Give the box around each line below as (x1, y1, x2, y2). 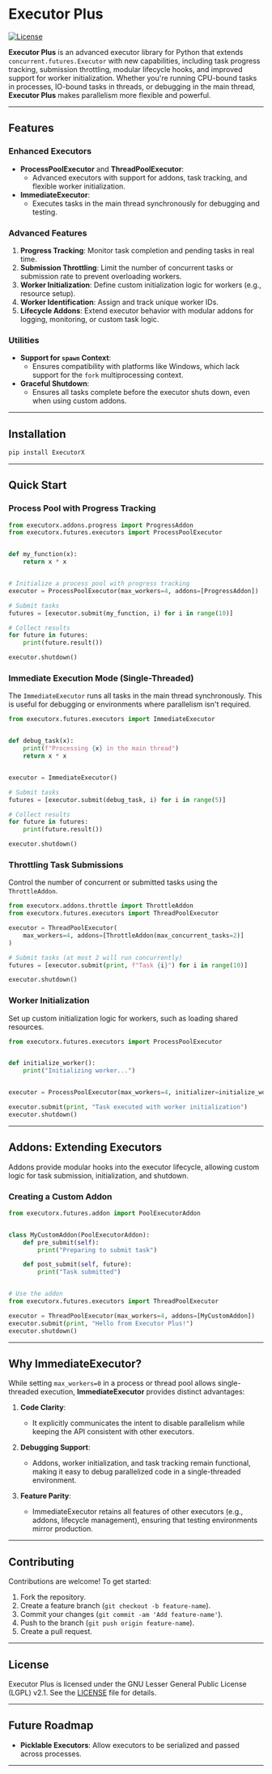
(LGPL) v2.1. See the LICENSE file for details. (8, 1688, 157, 1698)
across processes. (19, 1749, 83, 1759)
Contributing (8, 1555, 74, 1568)
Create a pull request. (19, 1627, 93, 1636)
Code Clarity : (19, 1403, 66, 1412)
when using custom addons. (32, 396, 127, 405)
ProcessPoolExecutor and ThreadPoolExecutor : (19, 163, 185, 174)
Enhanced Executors (8, 146, 91, 157)
